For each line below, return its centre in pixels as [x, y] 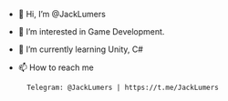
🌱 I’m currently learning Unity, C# [81, 49]
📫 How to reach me [56, 67]
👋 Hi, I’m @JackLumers [62, 14]
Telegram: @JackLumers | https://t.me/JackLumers [123, 87]
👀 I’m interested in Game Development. [91, 31]
